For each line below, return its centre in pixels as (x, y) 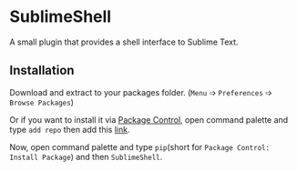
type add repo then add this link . (70, 129)
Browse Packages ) (42, 102)
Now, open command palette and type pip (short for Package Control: (140, 146)
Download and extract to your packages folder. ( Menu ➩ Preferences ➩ (141, 92)
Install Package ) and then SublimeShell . (86, 156)
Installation (42, 70)
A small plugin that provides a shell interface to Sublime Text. (124, 42)
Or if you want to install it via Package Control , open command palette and (149, 119)
